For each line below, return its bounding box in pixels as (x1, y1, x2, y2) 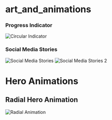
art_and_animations (5, 4, 92, 15)
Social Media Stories (5, 46, 58, 53)
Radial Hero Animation (5, 96, 78, 104)
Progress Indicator (5, 22, 53, 29)
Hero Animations (5, 75, 78, 87)
